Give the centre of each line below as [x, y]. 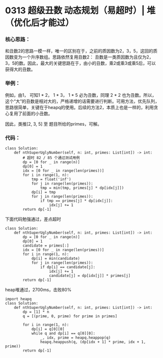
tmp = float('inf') [51, 179]
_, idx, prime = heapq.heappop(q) [75, 338]
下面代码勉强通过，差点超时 [33, 219]
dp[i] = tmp [43, 193]
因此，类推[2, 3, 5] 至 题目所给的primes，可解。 [54, 124]
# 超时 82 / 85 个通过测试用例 [51, 158]
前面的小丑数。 [37, 113]
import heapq [18, 299]
